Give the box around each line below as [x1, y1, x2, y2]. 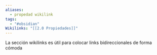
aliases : [5, 7, 24, 12]
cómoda [5, 45, 23, 51]
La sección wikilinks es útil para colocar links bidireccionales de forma [5, 39, 152, 45]
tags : [5, 16, 17, 21]
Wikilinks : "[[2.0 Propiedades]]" [5, 26, 78, 31]
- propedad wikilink [10, 12, 53, 17]
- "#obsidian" [10, 21, 40, 26]
